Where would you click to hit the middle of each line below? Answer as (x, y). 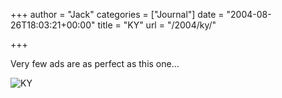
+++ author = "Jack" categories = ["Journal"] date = (117, 14)
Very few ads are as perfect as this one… (95, 63)
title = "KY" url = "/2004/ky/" (157, 25)
